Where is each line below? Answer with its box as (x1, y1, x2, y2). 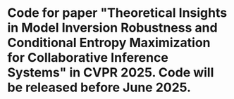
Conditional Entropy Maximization (7, 35, 211, 51)
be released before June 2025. (7, 79, 192, 95)
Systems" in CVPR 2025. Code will (7, 65, 214, 81)
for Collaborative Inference (7, 50, 169, 66)
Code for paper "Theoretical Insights (7, 5, 228, 21)
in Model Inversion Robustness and (7, 20, 218, 36)
